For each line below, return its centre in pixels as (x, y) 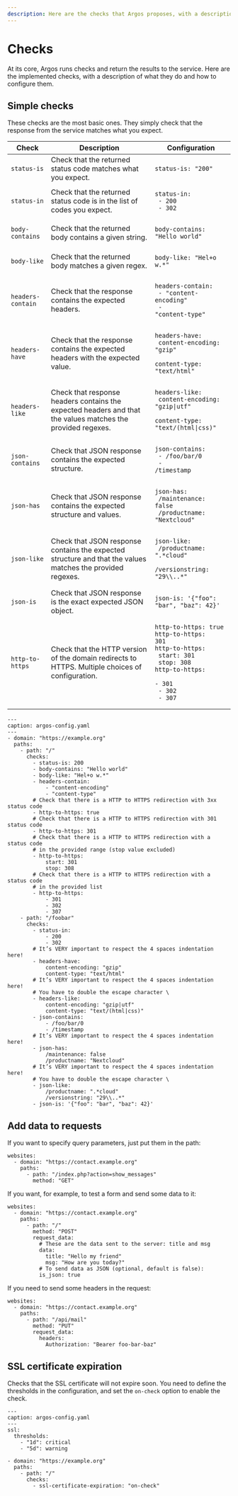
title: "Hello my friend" (83, 1256)
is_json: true (59, 1275)
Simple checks (41, 106)
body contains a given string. (99, 237)
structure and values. (86, 514)
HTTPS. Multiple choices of (96, 667)
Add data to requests (55, 1126)
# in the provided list (68, 887)
